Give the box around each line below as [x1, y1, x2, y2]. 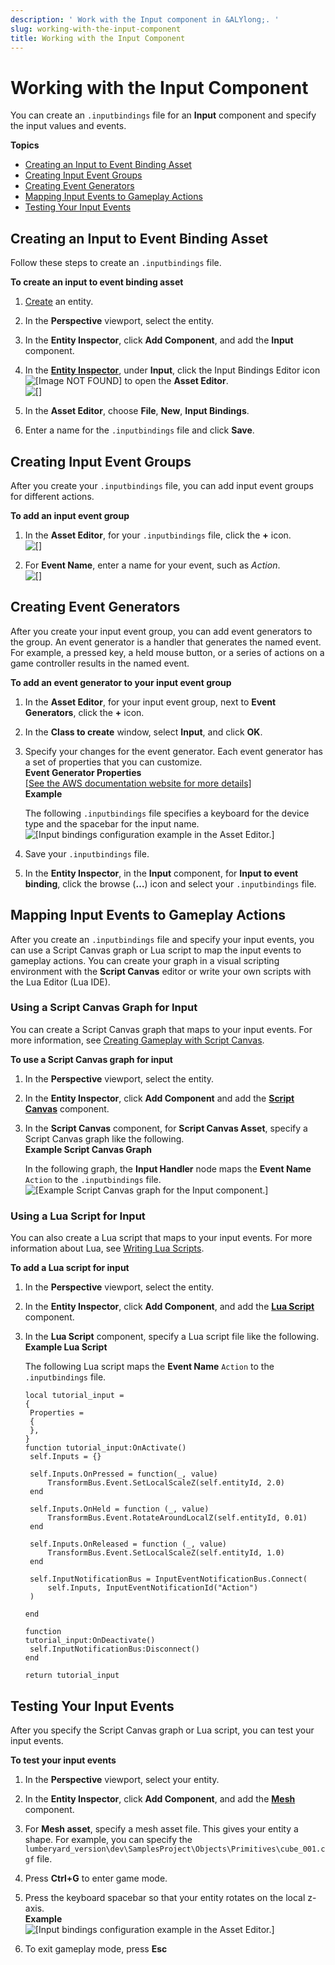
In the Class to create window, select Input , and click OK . [24, 726, 263, 738]
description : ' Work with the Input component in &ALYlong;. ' [10, 14, 280, 25]
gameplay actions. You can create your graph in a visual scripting [10, 954, 280, 966]
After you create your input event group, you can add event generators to [10, 625, 313, 637]
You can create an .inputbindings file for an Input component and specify [10, 109, 317, 121]
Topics [10, 139, 40, 151]
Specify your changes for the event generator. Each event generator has [24, 745, 323, 757]
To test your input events [10, 1754, 117, 1766]
